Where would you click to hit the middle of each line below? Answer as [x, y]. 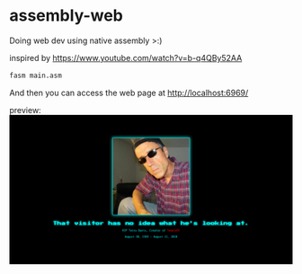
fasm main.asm [36, 75]
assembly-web [66, 16]
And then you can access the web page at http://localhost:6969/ [129, 93]
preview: [26, 110]
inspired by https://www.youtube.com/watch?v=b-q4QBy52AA [126, 57]
